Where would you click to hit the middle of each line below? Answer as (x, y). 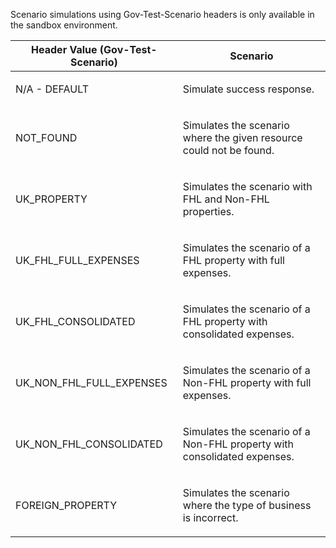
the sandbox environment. (64, 25)
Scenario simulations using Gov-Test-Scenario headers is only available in (162, 14)
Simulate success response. (248, 89)
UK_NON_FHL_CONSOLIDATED (89, 444)
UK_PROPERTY (51, 199)
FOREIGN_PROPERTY (66, 505)
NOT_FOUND (46, 137)
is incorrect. (210, 517)
